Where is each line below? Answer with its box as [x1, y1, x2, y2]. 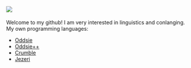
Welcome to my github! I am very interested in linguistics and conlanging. [6, 18, 185, 26]
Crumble [14, 49, 36, 56]
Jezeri [14, 55, 31, 62]
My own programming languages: [6, 25, 89, 32]
